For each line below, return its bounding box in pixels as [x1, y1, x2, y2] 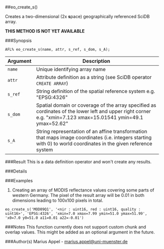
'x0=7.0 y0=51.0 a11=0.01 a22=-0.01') [5, 215, 84, 220]
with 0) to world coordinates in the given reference [36, 140, 153, 147]
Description [82, 58, 111, 64]
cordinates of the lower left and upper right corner [36, 108, 151, 115]
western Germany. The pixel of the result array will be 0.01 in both [12, 192, 145, 198]
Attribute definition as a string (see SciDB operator [36, 74, 152, 80]
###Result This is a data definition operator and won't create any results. [5, 159, 152, 165]
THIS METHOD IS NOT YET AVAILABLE [5, 28, 85, 34]
